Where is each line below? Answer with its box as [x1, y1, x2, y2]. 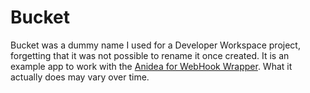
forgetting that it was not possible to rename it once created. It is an [10, 49, 290, 61]
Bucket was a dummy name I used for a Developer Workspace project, [10, 39, 301, 51]
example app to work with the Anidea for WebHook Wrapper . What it [10, 60, 293, 72]
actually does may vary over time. [10, 71, 150, 83]
